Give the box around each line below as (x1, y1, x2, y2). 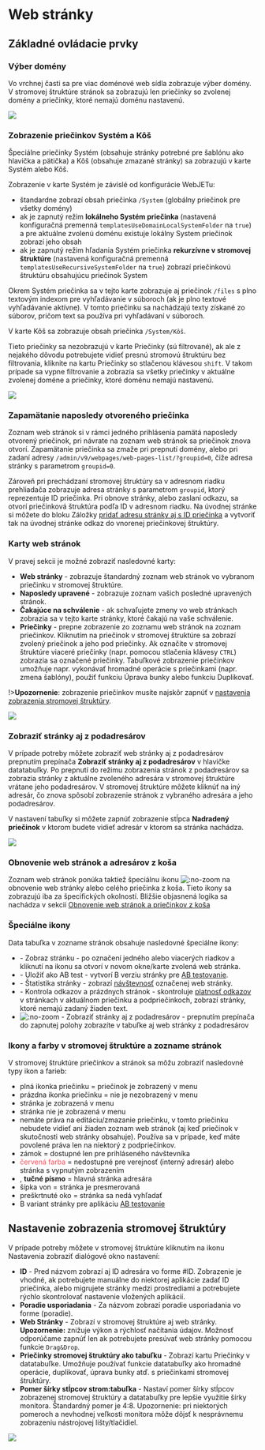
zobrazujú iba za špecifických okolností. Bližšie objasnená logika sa (8, 892, 228, 901)
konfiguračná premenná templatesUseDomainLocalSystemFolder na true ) (19, 220, 252, 230)
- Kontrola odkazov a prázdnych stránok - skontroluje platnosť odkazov (19, 986, 252, 996)
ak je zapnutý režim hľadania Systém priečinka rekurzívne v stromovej (19, 246, 251, 255)
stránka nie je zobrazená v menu (19, 1106, 126, 1116)
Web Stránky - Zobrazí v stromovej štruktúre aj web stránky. (19, 1317, 217, 1326)
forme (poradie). (19, 1309, 73, 1318)
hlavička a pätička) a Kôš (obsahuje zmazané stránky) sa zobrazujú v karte (8, 156, 252, 166)
